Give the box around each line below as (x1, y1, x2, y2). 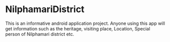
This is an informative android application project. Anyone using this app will (5, 20, 165, 26)
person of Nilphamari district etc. (5, 31, 75, 37)
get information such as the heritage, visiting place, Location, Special (5, 25, 150, 31)
